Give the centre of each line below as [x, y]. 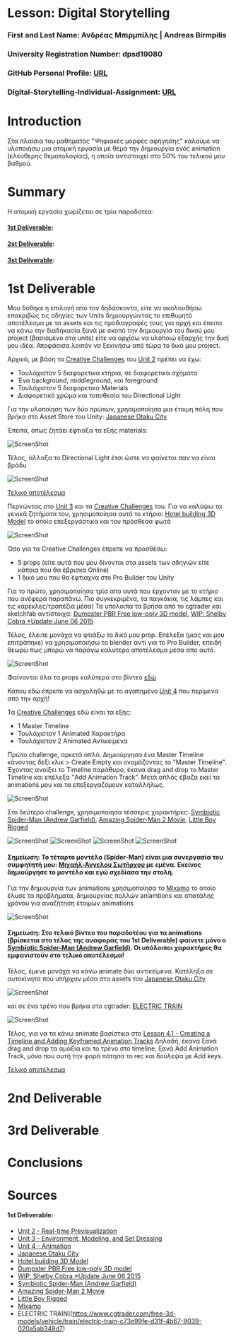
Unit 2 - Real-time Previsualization [67, 1231]
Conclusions [45, 1163]
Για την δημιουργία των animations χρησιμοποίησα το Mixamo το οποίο [112, 888]
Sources [33, 1195]
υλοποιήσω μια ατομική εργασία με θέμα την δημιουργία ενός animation [114, 148]
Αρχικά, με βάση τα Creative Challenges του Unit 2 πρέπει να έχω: [105, 359]
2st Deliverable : [31, 244]
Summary [36, 192]
